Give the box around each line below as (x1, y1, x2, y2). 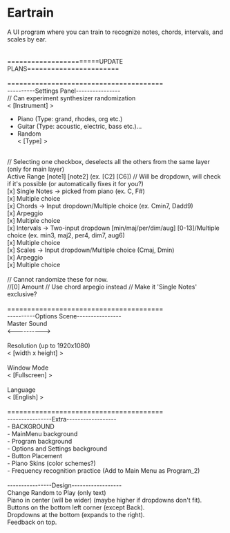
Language (7, 386, 36, 394)
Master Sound (7, 319, 48, 327)
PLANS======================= (7, 64, 119, 73)
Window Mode (7, 363, 49, 372)
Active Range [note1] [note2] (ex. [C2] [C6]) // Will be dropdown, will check (7, 172, 221, 181)
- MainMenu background (7, 429, 78, 437)
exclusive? (7, 289, 37, 298)
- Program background (7, 437, 73, 445)
